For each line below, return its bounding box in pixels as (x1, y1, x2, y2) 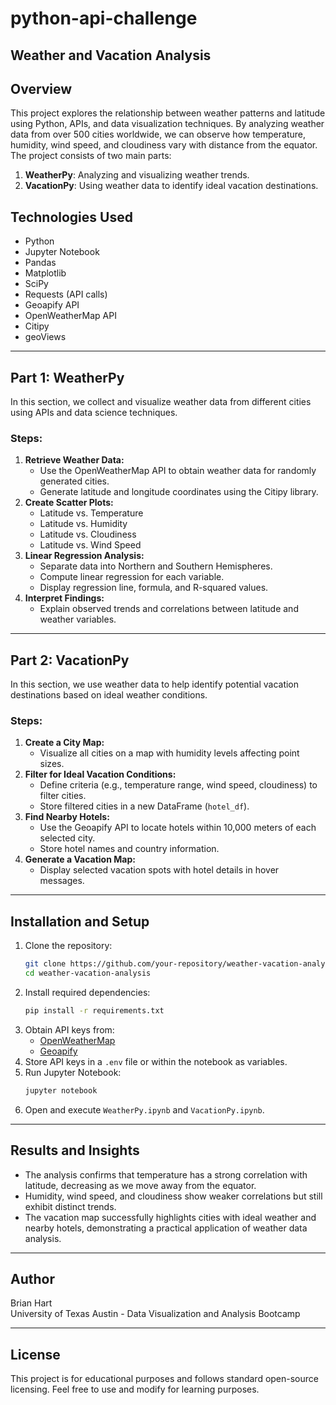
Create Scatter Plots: (24, 497, 114, 509)
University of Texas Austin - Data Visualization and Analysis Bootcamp (10, 1308, 301, 1320)
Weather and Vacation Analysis (10, 47, 212, 64)
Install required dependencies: (24, 986, 151, 998)
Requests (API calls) (24, 288, 108, 301)
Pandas (24, 257, 57, 269)
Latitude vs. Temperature (39, 507, 144, 519)
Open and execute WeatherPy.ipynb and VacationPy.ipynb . (24, 1103, 265, 1116)
